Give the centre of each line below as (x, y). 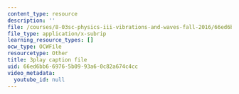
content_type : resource (43, 14)
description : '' (31, 20)
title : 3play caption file (47, 60)
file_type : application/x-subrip (57, 34)
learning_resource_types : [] (51, 40)
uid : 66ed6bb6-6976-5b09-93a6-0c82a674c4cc (73, 66)
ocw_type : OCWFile (34, 47)
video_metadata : (31, 73)
